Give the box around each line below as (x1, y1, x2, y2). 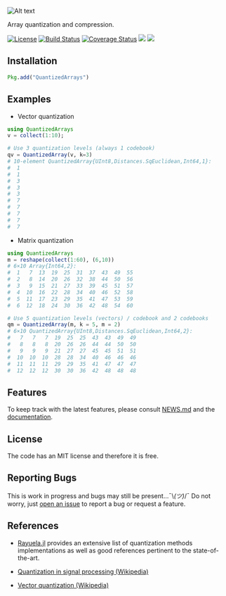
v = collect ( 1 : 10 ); (7, 132, 65, 139)
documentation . (7, 412, 53, 421)
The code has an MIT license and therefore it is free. (7, 452, 159, 460)
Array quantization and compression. (7, 20, 114, 28)
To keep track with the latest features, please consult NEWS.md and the (7, 405, 215, 414)
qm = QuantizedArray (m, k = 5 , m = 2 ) (7, 321, 121, 329)
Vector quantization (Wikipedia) (17, 581, 109, 589)
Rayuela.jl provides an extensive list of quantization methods (17, 538, 193, 547)
